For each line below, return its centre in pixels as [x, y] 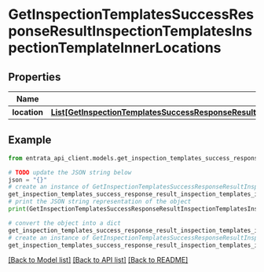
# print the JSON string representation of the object [100, 202]
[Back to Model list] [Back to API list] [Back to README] [98, 260]
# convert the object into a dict [65, 223]
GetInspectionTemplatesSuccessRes [131, 15]
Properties [35, 77]
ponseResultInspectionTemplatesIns [130, 31]
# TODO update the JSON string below [70, 172]
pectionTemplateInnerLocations [115, 48]
